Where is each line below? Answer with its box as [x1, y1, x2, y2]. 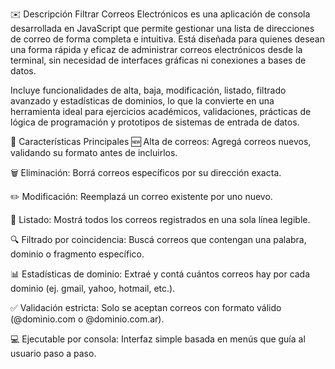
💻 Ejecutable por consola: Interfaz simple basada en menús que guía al [10, 333, 306, 345]
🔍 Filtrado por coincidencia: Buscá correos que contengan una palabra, [10, 234, 307, 245]
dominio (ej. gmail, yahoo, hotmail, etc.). [10, 283, 176, 294]
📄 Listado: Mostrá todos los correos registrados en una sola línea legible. [10, 214, 311, 225]
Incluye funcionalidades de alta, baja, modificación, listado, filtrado [10, 84, 287, 96]
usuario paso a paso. [10, 348, 97, 359]
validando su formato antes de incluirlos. [10, 147, 178, 158]
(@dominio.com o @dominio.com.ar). [10, 313, 165, 325]
